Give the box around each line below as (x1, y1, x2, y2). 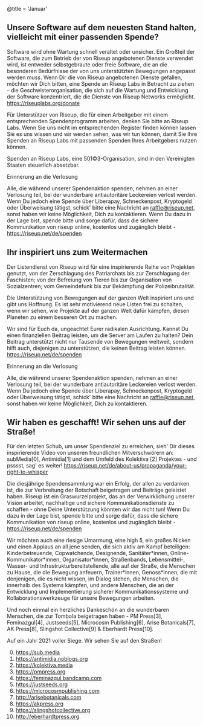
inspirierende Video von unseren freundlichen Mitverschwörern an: (7, 449, 174, 457)
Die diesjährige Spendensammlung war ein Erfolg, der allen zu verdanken (7, 480, 190, 487)
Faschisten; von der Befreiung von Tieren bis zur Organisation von (7, 276, 172, 283)
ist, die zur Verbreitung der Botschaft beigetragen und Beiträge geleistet (7, 486, 187, 494)
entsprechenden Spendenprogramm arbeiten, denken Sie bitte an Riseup (7, 117, 189, 124)
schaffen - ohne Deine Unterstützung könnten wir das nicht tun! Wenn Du (7, 506, 190, 513)
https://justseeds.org (15, 681, 68, 688)
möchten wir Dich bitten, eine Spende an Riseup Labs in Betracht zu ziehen (7, 80, 195, 87)
